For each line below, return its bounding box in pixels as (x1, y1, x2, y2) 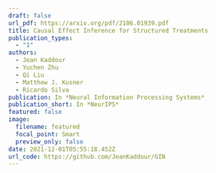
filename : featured (15, 123, 81, 131)
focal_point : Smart (15, 130, 81, 138)
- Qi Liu (15, 71, 45, 79)
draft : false (8, 11, 52, 20)
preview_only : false (15, 137, 84, 146)
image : (8, 116, 30, 124)
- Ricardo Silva (15, 85, 69, 94)
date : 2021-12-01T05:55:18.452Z (8, 145, 116, 153)
